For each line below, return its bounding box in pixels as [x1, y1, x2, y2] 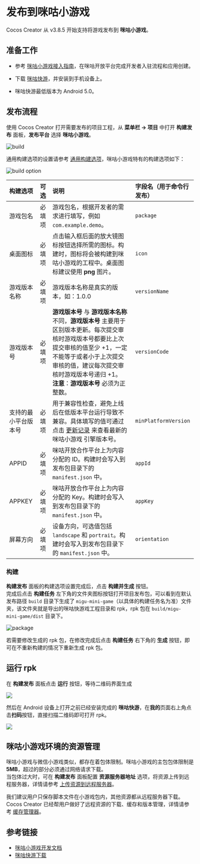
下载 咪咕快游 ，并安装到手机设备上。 [14, 75, 105, 82]
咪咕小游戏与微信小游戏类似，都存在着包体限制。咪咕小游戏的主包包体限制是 [6, 758, 194, 765]
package [135, 212, 157, 219]
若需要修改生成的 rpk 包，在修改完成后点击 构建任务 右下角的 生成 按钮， [6, 636, 185, 643]
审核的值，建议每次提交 [52, 361, 118, 370]
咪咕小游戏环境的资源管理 [6, 741, 100, 752]
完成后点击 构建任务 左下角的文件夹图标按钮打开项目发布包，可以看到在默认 [6, 590, 192, 597]
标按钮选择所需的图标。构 [52, 240, 124, 249]
